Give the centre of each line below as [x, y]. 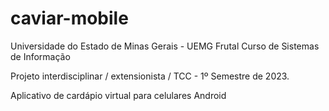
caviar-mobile [69, 18]
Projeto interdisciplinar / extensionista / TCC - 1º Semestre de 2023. [150, 76]
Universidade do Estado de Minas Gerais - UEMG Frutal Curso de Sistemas [165, 46]
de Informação [40, 56]
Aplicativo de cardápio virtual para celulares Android [118, 95]
